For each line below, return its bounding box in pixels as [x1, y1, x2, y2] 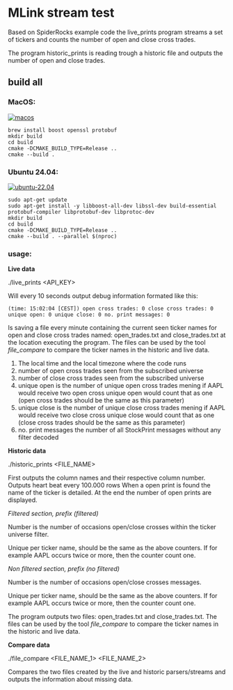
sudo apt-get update [8, 196, 68, 203]
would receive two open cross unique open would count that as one [17, 389, 213, 398]
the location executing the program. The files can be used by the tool [8, 338, 206, 347]
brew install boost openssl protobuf [8, 127, 118, 134]
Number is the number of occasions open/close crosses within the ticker [8, 523, 216, 531]
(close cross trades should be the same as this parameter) [17, 418, 186, 427]
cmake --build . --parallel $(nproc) [8, 233, 118, 240]
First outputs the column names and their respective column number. [8, 473, 206, 482]
